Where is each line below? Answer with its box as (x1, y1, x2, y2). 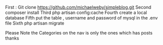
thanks (5, 35, 19, 41)
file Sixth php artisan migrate (5, 20, 65, 26)
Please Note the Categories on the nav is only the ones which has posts (5, 30, 153, 35)
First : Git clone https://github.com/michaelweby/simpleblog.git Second (5, 4, 152, 10)
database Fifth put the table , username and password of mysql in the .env (5, 15, 158, 20)
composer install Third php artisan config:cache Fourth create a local (5, 9, 147, 15)
